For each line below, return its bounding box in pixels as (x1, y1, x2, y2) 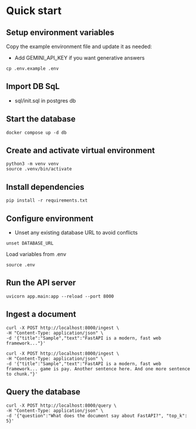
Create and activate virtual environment (6, 145, 156, 156)
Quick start (6, 4, 62, 18)
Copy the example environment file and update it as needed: (6, 43, 153, 50)
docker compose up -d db (6, 130, 67, 135)
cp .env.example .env (6, 66, 59, 71)
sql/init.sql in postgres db (14, 97, 76, 104)
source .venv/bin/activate (6, 166, 72, 172)
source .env (6, 262, 35, 268)
